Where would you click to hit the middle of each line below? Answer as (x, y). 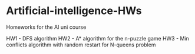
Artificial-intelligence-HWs (74, 11)
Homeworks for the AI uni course (46, 27)
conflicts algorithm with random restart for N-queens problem (81, 45)
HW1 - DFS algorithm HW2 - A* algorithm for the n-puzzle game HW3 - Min (98, 38)
